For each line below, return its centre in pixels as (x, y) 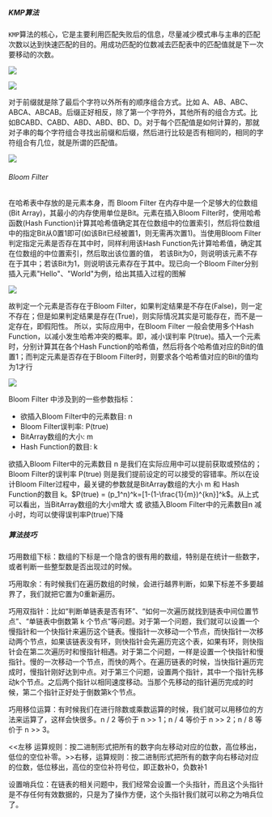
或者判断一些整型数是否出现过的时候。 (72, 567)
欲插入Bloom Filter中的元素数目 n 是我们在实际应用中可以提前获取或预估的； (135, 464)
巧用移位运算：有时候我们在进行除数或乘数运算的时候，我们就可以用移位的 (132, 709)
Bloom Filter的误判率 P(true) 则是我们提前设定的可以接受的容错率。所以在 (130, 474)
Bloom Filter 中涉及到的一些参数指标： (72, 399)
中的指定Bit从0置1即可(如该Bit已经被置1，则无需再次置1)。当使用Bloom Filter (135, 233)
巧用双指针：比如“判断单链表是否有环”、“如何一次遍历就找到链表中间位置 (130, 611)
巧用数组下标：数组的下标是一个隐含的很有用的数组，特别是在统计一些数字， (136, 557)
